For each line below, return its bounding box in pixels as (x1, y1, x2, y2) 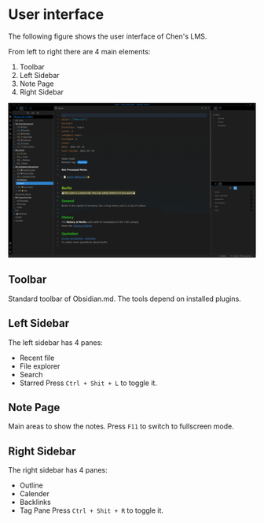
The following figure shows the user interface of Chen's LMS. (8, 32, 207, 41)
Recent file (19, 353, 55, 362)
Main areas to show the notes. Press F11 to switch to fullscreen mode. (8, 421, 234, 431)
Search (19, 369, 43, 379)
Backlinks (19, 498, 51, 507)
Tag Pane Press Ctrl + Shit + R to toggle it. (19, 506, 163, 515)
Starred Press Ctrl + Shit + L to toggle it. (19, 378, 157, 388)
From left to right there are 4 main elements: (8, 46, 151, 56)
